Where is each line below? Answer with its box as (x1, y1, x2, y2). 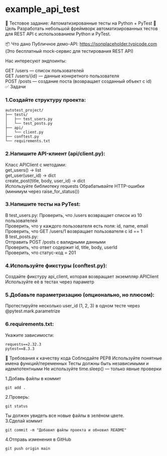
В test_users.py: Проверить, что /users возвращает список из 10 (5, 212, 142, 218)
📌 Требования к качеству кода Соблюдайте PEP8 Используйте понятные (5, 355, 162, 361)
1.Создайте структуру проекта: (5, 96, 86, 103)
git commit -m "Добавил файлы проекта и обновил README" (5, 427, 127, 432)
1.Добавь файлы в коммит (5, 375, 61, 381)
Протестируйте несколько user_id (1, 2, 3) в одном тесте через (5, 303, 140, 309)
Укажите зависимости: (5, 332, 54, 338)
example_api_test (5, 4, 80, 15)
